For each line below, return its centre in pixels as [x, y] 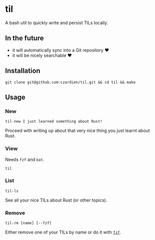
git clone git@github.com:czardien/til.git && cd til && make [70, 82]
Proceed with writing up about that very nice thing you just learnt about [77, 131]
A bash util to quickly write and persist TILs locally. [57, 23]
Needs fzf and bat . [25, 159]
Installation [23, 71]
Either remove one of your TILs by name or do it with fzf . [63, 232]
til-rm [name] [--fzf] [28, 223]
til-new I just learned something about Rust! [54, 122]
